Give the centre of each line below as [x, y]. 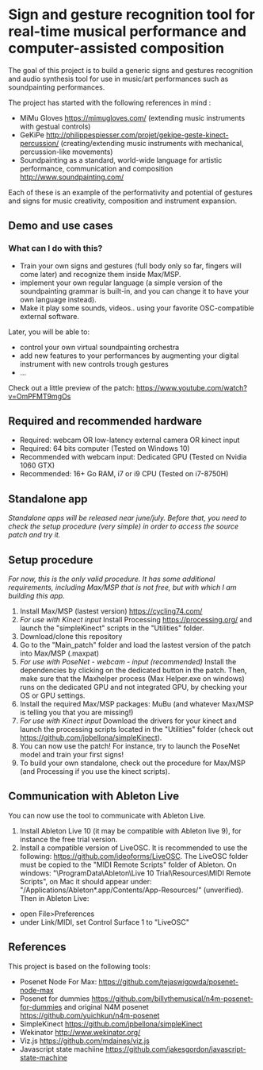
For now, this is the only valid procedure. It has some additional [112, 579]
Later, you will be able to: [49, 332]
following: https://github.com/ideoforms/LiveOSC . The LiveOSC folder [134, 856]
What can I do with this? [55, 248]
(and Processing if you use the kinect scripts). [95, 772]
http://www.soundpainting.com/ [72, 177]
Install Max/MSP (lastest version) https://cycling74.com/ [111, 611]
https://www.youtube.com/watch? [192, 387]
